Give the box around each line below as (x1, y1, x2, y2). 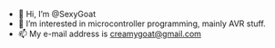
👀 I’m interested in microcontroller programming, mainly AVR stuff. (17, 18, 266, 29)
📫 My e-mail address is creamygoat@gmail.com (17, 28, 202, 39)
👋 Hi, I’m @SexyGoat (17, 9, 97, 19)
